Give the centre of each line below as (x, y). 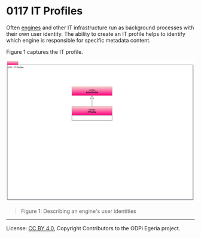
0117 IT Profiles (45, 11)
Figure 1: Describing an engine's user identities (78, 211)
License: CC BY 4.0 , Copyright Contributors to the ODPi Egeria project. (93, 228)
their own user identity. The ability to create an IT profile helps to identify (96, 33)
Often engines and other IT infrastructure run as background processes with (100, 28)
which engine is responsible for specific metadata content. (78, 40)
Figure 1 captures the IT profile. (45, 51)
